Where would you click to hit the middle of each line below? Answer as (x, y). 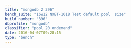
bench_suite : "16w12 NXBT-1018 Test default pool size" (66, 14)
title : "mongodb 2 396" (30, 10)
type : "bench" (20, 38)
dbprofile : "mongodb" (28, 24)
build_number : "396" (27, 19)
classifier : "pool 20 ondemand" (39, 28)
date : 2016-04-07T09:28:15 (33, 33)
